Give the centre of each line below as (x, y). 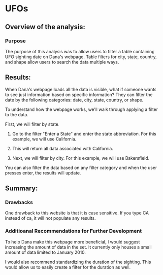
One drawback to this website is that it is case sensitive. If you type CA (77, 213)
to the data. (17, 114)
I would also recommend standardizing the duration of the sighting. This (78, 262)
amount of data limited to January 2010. (46, 252)
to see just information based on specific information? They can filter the (79, 95)
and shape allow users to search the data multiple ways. (62, 62)
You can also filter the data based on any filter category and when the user (81, 168)
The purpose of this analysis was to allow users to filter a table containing (80, 51)
